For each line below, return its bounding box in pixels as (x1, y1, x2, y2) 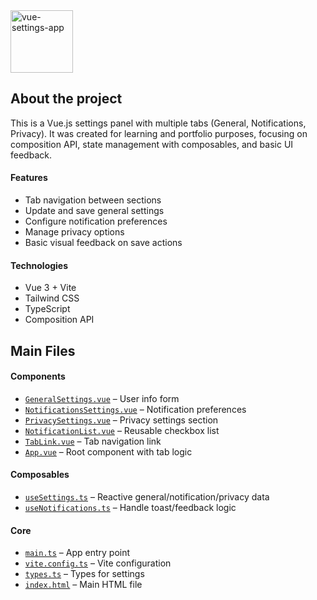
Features (10, 172, 48, 184)
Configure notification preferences (24, 215, 168, 228)
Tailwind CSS (24, 292, 80, 304)
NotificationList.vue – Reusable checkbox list (24, 424, 220, 436)
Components (10, 370, 66, 383)
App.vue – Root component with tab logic (24, 445, 193, 458)
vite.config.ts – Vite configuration (24, 557, 172, 569)
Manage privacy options (24, 226, 125, 238)
